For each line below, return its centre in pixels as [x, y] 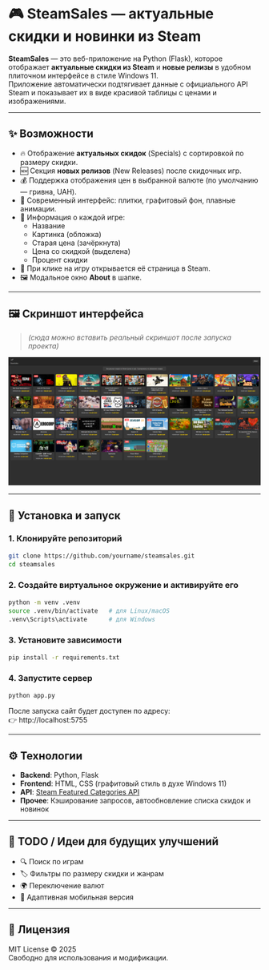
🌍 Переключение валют [62, 885]
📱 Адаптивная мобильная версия [77, 897]
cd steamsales [32, 565]
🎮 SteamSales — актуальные [111, 14]
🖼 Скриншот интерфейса [76, 314]
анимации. [38, 208]
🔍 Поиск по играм [52, 861]
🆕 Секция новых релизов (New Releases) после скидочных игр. [130, 171]
